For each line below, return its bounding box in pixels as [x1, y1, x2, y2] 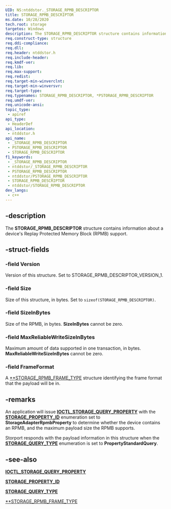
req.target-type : [5, 88, 42, 93]
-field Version [5, 260, 40, 268]
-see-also [5, 455, 37, 464]
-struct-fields [5, 245, 49, 254]
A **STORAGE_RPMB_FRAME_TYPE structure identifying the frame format [5, 375, 162, 381]
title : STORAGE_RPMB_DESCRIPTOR [5, 12, 74, 17]
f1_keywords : [5, 155, 33, 160]
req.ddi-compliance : [5, 41, 49, 46]
